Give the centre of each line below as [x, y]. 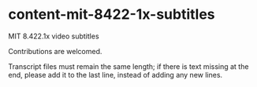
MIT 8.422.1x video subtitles [54, 36]
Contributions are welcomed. [55, 51]
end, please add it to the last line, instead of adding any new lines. [115, 74]
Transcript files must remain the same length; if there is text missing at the [128, 66]
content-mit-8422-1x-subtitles [112, 14]
